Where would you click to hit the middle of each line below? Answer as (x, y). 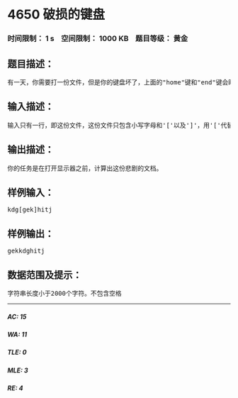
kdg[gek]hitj (30, 210)
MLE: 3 (18, 370)
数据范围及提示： (45, 275)
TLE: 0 (17, 353)
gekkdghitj (26, 251)
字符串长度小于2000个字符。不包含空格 (64, 293)
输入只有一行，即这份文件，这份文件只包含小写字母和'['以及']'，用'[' (114, 125)
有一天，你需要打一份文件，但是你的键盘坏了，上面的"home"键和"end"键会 (118, 82)
